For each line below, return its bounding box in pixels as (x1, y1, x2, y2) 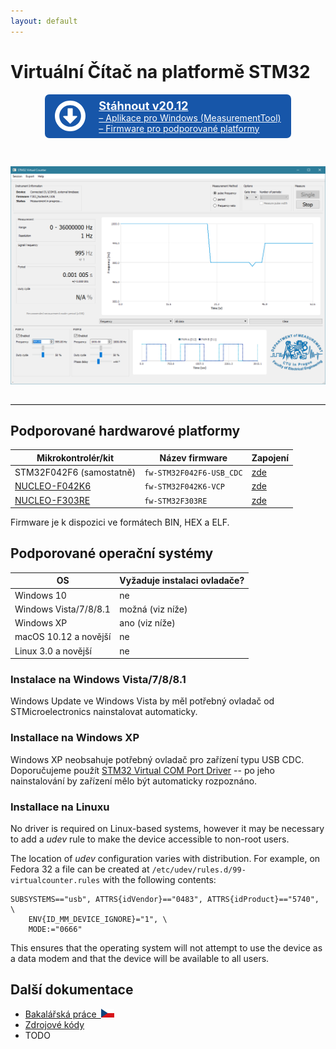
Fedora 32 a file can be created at (10, 863, 150, 875)
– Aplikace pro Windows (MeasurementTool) (98, 111, 282, 124)
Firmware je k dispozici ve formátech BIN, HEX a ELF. (10, 516, 230, 529)
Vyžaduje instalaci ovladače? (119, 575, 245, 587)
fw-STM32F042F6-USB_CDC (144, 468, 243, 479)
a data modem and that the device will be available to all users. (10, 953, 270, 965)
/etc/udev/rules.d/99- (151, 865, 247, 875)
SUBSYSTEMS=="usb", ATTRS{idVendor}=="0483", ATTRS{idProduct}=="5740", (10, 895, 320, 905)
